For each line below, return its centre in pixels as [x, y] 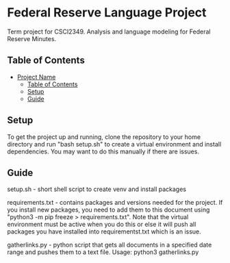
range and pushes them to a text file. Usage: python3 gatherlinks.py [103, 252]
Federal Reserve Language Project [107, 13]
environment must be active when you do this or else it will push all [102, 225]
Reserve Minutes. [32, 38]
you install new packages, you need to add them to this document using [108, 210]
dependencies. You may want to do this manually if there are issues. [103, 151]
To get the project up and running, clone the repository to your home [104, 137]
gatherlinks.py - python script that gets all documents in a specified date [110, 245]
